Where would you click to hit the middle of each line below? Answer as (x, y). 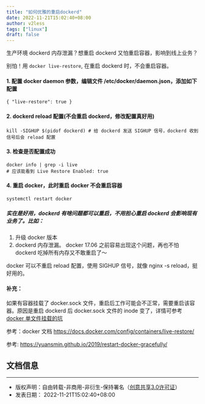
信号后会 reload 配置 (31, 137)
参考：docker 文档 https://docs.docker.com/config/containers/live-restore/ (100, 331)
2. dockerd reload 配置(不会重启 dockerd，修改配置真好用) (81, 116)
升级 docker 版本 (36, 237)
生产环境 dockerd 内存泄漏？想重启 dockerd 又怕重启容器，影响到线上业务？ (102, 53)
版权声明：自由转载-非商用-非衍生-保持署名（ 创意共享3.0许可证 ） (98, 387)
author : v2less (26, 23)
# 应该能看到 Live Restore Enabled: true (57, 171)
